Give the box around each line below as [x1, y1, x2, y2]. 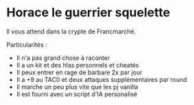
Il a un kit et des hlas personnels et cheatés [16, 61, 139, 69]
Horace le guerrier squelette [6, 5, 171, 20]
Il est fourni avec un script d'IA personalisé [16, 90, 138, 98]
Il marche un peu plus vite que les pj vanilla [16, 82, 138, 91]
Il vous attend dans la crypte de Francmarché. [6, 27, 136, 35]
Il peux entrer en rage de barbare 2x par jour [16, 68, 143, 76]
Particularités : [6, 40, 47, 48]
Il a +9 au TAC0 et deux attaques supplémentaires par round [16, 75, 188, 83]
